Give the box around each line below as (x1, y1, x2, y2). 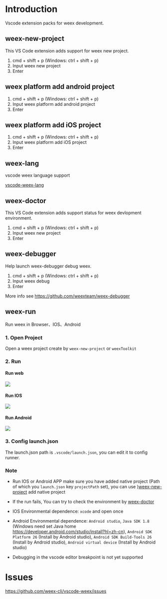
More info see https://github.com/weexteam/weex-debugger (5, 293, 130, 299)
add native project (28, 489, 66, 495)
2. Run (5, 358, 21, 365)
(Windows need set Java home (12, 523, 76, 530)
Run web (5, 370, 24, 376)
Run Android (5, 414, 32, 420)
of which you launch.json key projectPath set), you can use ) (12, 484, 139, 490)
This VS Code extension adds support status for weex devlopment (5, 210, 142, 216)
